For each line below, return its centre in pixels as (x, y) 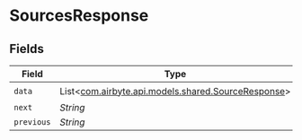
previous (32, 122)
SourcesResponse (79, 16)
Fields (27, 49)
